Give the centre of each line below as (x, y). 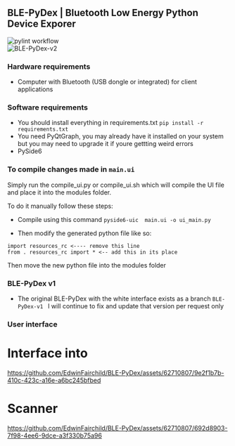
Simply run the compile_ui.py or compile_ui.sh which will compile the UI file (116, 185)
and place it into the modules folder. (59, 192)
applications (35, 89)
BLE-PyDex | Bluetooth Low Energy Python (103, 13)
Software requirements (48, 107)
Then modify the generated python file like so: (84, 233)
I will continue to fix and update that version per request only (136, 306)
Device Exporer (42, 24)
